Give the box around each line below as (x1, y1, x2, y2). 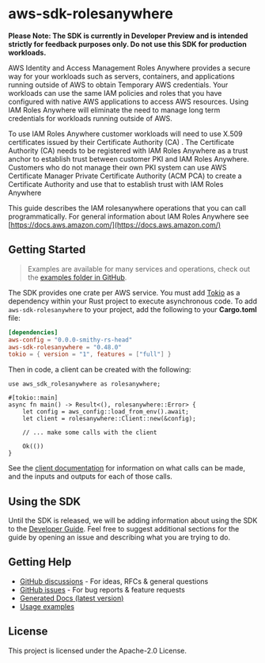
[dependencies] (8, 328, 59, 337)
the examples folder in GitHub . (27, 272, 127, 282)
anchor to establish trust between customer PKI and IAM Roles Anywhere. (8, 154, 249, 163)
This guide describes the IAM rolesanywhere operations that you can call (8, 203, 247, 212)
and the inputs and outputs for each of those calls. (8, 472, 172, 482)
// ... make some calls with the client (22, 429, 157, 436)
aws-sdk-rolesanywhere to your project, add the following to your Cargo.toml (8, 304, 257, 314)
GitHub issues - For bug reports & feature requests (19, 585, 186, 594)
